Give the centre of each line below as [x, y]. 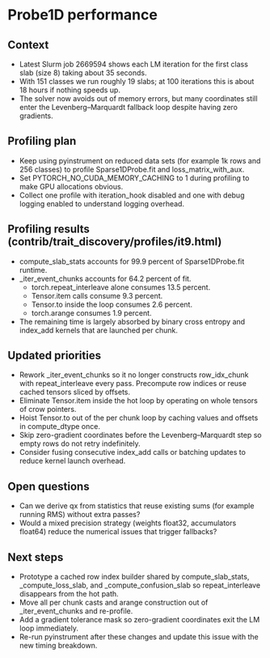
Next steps [36, 557]
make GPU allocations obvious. [71, 186]
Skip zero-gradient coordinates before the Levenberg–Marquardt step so [140, 435]
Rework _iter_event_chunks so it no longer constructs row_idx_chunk [134, 375]
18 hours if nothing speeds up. [70, 90]
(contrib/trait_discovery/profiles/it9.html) [115, 242]
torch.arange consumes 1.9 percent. [91, 312]
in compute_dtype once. [59, 427]
